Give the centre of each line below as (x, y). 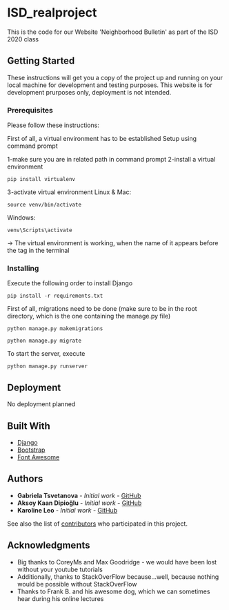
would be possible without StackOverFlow (77, 584)
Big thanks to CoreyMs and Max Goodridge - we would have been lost (117, 562)
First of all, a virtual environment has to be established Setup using (102, 139)
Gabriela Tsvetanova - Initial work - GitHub (79, 495)
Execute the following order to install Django (70, 283)
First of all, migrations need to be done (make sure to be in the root (102, 309)
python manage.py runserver (48, 366)
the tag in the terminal (38, 251)
